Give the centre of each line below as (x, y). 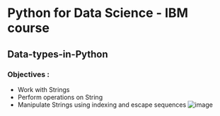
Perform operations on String (60, 97)
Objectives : (28, 74)
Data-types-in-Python (58, 54)
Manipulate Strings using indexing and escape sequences (102, 105)
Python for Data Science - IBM (98, 13)
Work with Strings (44, 89)
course (28, 28)
